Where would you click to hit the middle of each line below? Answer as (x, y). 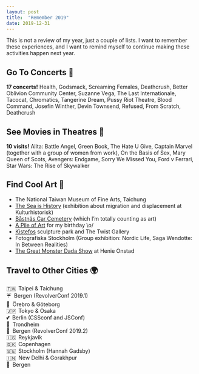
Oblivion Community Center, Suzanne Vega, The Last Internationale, (91, 93)
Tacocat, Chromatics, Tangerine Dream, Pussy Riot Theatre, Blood (89, 100)
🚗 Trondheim (23, 324)
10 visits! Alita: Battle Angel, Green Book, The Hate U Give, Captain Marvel (99, 146)
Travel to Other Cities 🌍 (52, 271)
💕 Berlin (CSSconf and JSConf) (46, 317)
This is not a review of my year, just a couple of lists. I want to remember (97, 41)
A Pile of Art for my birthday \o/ (54, 225)
